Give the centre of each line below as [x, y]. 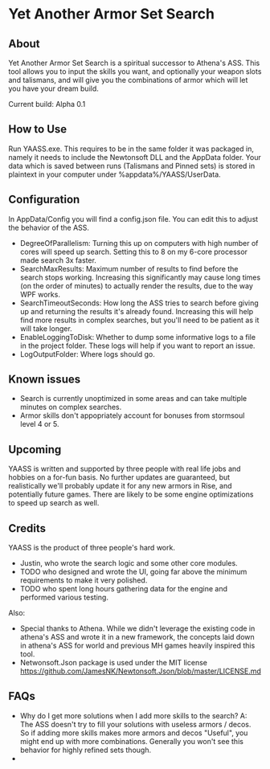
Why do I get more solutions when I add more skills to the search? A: [133, 715]
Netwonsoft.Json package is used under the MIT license [113, 663]
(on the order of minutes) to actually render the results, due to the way [136, 285]
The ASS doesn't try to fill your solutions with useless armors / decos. [135, 724]
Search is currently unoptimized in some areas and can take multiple [133, 399]
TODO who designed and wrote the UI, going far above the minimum [133, 572]
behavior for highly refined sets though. [85, 750]
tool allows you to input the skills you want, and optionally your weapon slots [135, 72]
